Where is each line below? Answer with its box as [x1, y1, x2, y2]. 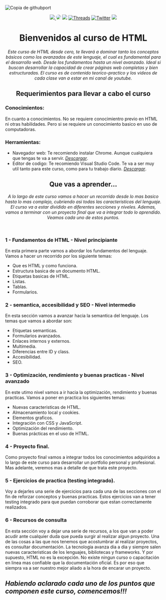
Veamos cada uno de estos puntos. [47, 214, 120, 221]
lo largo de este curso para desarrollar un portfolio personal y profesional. [5, 459, 156, 465]
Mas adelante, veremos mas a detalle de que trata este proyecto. [5, 464, 138, 470]
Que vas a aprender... [49, 180, 117, 189]
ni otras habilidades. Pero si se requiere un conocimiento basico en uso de [5, 121, 158, 127]
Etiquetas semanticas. [12, 328, 58, 334]
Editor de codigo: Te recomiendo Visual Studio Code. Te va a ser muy [12, 160, 155, 166]
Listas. [12, 279, 26, 285]
